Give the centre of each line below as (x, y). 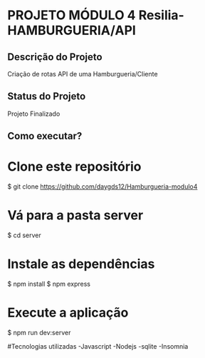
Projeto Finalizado (34, 114)
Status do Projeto (47, 96)
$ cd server (24, 235)
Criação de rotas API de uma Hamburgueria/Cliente (83, 74)
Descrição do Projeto (55, 57)
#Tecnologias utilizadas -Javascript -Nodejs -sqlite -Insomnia (98, 346)
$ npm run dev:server (39, 332)
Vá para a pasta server (75, 215)
